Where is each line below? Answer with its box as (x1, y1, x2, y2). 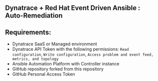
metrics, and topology (12, 57, 59, 61)
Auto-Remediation (5, 12, 63, 20)
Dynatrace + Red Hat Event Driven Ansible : (5, 4, 141, 12)
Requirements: (5, 28, 52, 36)
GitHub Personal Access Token (12, 71, 75, 77)
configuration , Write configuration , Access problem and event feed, (12, 51, 154, 58)
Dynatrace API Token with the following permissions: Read (12, 46, 129, 52)
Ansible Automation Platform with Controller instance (12, 61, 120, 67)
